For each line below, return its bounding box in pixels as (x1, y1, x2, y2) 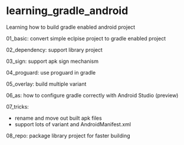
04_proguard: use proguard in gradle (6, 69, 96, 76)
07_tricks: (6, 103, 29, 110)
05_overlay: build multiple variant (6, 80, 87, 87)
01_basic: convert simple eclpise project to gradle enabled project (6, 35, 166, 42)
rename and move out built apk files (14, 114, 102, 122)
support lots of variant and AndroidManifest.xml (14, 120, 132, 127)
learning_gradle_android (6, 4, 129, 18)
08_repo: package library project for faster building (6, 132, 130, 139)
